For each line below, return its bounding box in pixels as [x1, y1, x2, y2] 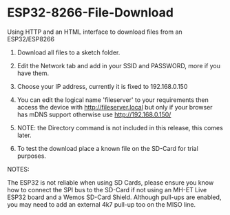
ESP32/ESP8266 [7, 34, 55, 43]
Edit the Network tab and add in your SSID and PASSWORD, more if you [17, 61, 221, 70]
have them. [17, 69, 50, 77]
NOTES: [7, 165, 30, 173]
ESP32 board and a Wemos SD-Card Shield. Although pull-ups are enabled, [7, 193, 222, 201]
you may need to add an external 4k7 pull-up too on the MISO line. [7, 200, 196, 208]
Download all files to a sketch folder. [17, 48, 121, 57]
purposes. [17, 152, 47, 160]
